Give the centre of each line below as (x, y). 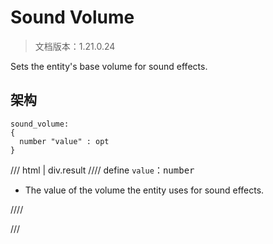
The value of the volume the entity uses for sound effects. (144, 190)
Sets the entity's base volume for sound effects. (109, 66)
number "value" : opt (64, 141)
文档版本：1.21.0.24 (75, 46)
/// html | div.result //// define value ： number (102, 170)
